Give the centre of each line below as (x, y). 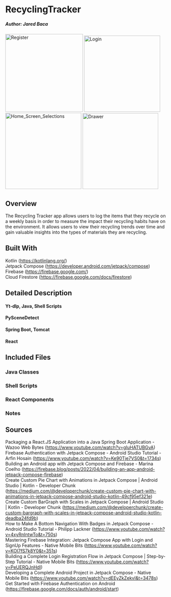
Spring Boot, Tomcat (28, 330)
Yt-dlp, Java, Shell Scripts (34, 306)
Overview (21, 203)
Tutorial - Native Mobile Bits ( (47, 562)
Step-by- (156, 557)
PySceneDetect (22, 318)
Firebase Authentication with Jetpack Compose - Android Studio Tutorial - (83, 453)
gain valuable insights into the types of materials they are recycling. (76, 232)
